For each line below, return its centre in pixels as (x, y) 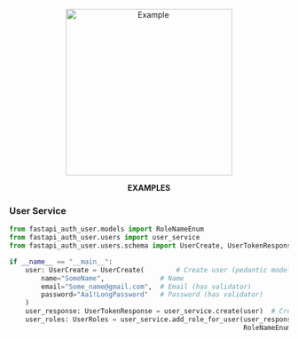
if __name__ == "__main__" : (61, 262)
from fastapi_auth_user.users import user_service (105, 238)
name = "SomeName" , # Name (113, 278)
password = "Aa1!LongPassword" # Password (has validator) (153, 295)
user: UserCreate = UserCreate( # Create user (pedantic (146, 270)
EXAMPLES (149, 188)
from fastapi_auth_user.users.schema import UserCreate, (117, 246)
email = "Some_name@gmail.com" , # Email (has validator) (146, 287)
